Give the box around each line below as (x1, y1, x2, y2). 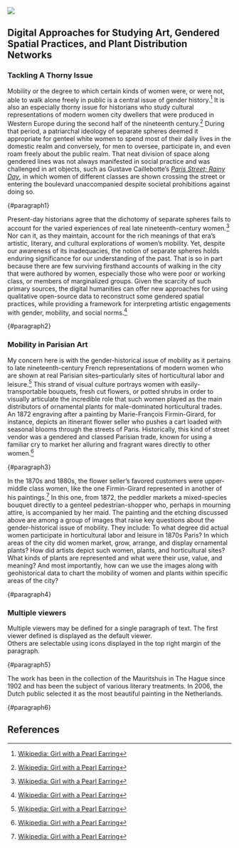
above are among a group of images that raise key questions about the (7, 515, 215, 524)
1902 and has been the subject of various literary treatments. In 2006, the (7, 681, 223, 690)
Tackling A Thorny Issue (7, 70, 94, 80)
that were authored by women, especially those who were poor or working (7, 269, 225, 278)
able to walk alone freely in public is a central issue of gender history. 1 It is (7, 94, 225, 104)
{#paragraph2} (7, 322, 51, 330)
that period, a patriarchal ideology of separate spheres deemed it (7, 127, 198, 135)
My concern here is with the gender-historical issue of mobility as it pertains (7, 356, 231, 365)
